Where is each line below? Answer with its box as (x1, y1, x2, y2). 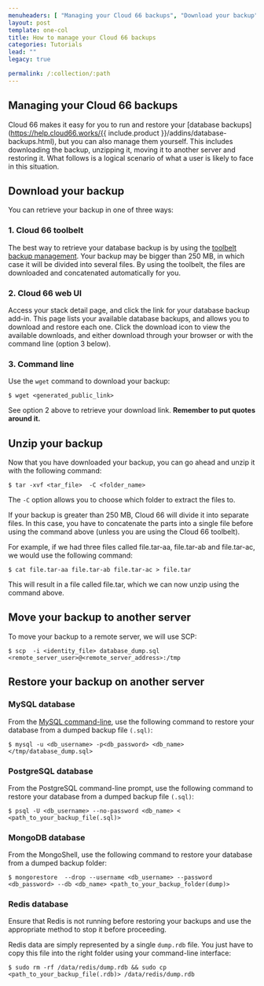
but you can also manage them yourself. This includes (58, 136, 233, 146)
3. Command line (8, 358, 75, 369)
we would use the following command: (8, 550, 134, 560)
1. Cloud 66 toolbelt (8, 225, 84, 236)
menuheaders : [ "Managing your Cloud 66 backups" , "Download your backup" (8, 11, 258, 20)
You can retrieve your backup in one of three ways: (8, 206, 174, 215)
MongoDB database (8, 832, 86, 843)
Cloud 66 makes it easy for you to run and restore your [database (8, 120, 220, 129)
